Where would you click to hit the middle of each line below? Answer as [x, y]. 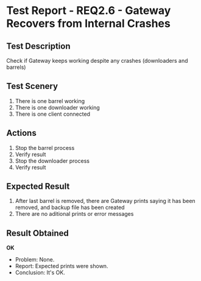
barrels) [16, 67]
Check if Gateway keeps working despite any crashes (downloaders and [97, 61]
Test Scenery [32, 86]
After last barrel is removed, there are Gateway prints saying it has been [105, 201]
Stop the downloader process [52, 161]
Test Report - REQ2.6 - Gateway [89, 11]
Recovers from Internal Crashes [88, 23]
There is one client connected [52, 114]
